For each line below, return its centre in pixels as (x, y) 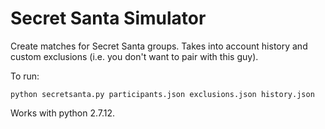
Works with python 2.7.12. (63, 113)
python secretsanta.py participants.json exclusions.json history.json (162, 94)
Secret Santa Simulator (108, 18)
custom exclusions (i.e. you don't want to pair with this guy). (134, 56)
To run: (25, 76)
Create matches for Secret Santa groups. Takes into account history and (159, 46)
